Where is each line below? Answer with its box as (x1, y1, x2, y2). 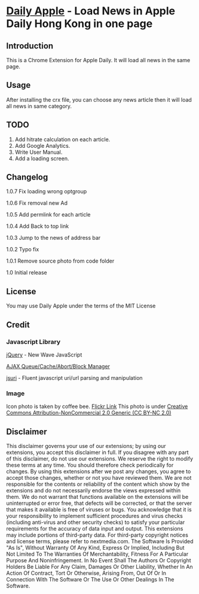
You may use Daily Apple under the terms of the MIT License (6, 302, 156, 309)
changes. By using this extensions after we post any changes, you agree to (6, 468, 191, 475)
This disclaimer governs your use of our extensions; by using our (6, 443, 166, 450)
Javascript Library (6, 337, 61, 346)
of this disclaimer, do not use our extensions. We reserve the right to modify (6, 455, 193, 462)
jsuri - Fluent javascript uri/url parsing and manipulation (6, 374, 143, 381)
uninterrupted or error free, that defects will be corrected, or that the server (6, 499, 192, 507)
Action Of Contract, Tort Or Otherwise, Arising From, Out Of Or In (6, 569, 166, 577)
